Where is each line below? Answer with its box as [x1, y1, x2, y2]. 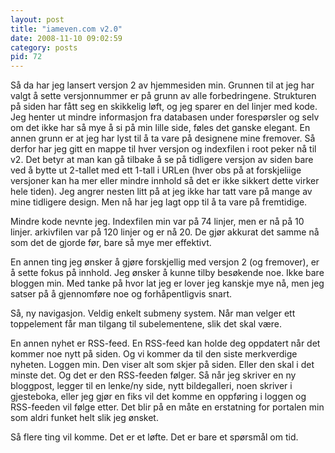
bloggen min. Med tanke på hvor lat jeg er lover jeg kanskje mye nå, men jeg [10, 277, 325, 290]
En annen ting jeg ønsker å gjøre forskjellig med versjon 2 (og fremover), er [10, 256, 320, 268]
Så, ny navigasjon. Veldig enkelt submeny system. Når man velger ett [10, 307, 296, 320]
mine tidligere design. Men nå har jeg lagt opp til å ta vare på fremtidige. [10, 196, 308, 208]
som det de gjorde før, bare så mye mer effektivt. [10, 237, 212, 249]
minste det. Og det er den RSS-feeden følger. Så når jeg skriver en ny [10, 369, 297, 381]
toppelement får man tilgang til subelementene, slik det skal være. [10, 318, 283, 330]
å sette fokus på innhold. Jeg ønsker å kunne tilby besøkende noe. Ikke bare [10, 267, 325, 279]
